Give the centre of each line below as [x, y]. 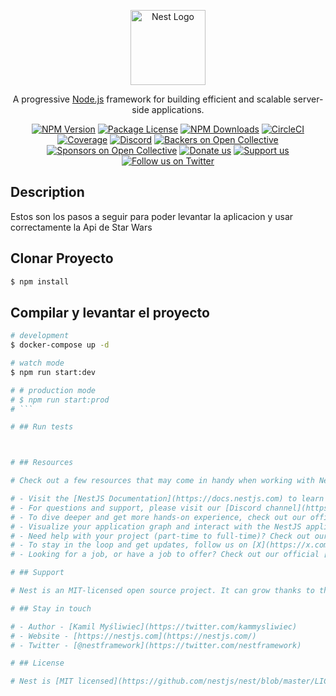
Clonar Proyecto [62, 258]
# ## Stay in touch [51, 608]
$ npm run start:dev [53, 372]
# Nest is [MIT [42, 681]
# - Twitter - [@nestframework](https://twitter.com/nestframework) [156, 645]
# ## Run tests [42, 427]
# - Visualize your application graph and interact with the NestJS [156, 526]
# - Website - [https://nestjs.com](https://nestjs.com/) [133, 636]
